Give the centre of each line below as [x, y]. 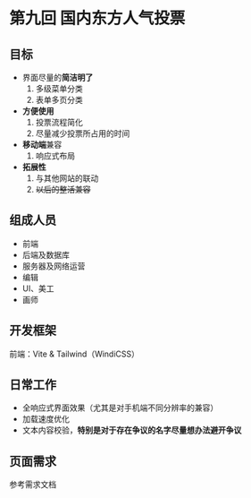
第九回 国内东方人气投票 [97, 18]
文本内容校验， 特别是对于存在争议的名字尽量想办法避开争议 [132, 430]
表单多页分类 [59, 100]
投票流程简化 [59, 122]
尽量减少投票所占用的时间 [83, 133]
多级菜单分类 [59, 89]
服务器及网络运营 [54, 266]
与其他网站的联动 [67, 178]
